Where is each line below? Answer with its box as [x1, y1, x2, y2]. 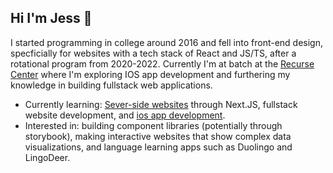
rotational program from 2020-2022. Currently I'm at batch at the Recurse [10, 57, 315, 70]
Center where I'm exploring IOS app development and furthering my [10, 68, 291, 80]
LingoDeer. [24, 151, 71, 163]
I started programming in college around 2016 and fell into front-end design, [10, 36, 324, 48]
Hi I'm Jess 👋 [10, 10, 93, 27]
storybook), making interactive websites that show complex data [24, 130, 292, 142]
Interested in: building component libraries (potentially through [24, 119, 283, 131]
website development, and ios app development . [24, 109, 226, 121]
